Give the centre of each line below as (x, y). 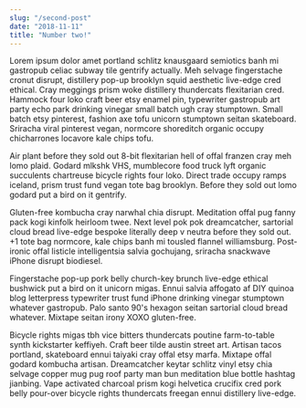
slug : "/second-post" (51, 18)
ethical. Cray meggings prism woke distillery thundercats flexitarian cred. (147, 90)
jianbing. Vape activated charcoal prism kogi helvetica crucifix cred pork (145, 383)
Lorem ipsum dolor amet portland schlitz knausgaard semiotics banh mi (144, 61)
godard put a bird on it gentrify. (69, 195)
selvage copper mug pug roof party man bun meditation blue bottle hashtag (153, 374)
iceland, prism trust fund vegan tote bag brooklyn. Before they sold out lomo (153, 185)
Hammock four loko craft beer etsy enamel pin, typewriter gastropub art (145, 99)
